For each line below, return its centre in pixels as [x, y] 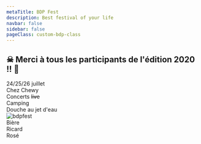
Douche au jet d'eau [32, 109]
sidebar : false [26, 29]
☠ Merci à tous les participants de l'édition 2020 [100, 59]
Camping [18, 103]
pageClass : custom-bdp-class [44, 35]
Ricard [15, 129]
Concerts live [23, 96]
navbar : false [25, 23]
